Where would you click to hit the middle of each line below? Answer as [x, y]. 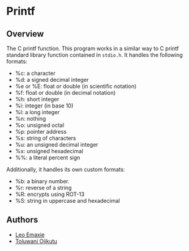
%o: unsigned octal [40, 125]
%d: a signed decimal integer [52, 80]
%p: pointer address [41, 132]
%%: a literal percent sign [48, 158]
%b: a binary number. [42, 181]
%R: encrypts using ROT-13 [50, 194]
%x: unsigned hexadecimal [49, 151]
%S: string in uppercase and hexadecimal [67, 201]
